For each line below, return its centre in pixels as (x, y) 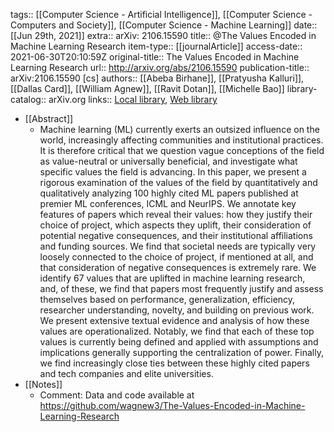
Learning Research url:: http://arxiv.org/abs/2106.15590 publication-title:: (160, 67)
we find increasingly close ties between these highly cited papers (174, 363)
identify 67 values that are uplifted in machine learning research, (172, 278)
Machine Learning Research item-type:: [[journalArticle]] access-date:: (156, 46)
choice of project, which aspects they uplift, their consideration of (175, 225)
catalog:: (28, 99)
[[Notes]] (43, 384)
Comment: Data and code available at (117, 395)
